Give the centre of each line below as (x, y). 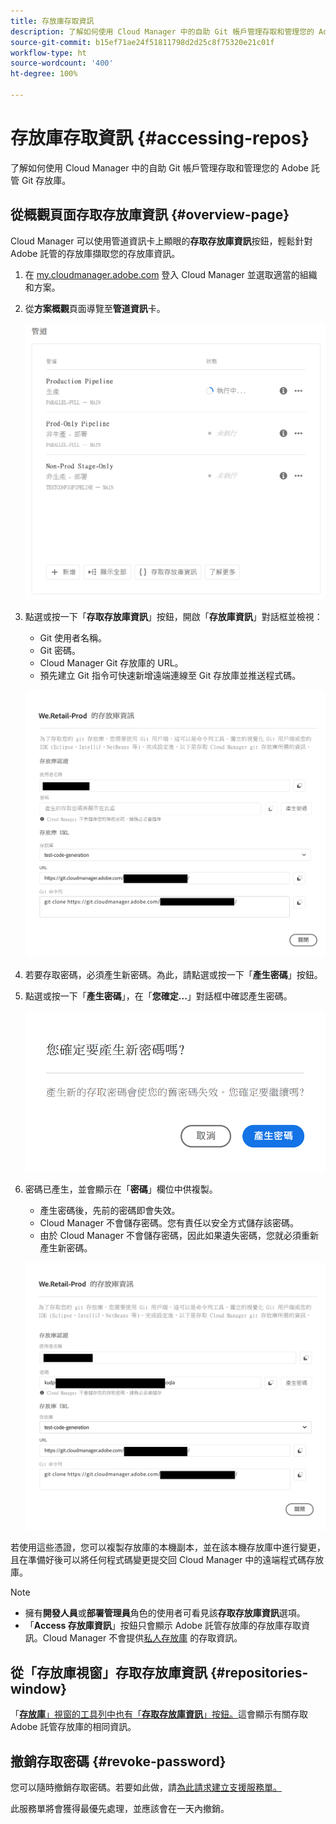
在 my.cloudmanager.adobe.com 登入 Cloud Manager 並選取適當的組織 (171, 274)
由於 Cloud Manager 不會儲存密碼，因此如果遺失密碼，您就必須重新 (179, 1235)
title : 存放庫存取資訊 (52, 21)
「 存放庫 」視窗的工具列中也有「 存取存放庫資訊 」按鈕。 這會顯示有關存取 (159, 1714)
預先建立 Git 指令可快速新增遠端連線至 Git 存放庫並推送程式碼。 (170, 675)
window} (39, 1688)
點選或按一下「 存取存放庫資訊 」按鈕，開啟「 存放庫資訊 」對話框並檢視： (173, 616)
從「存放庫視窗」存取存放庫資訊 (109, 1672)
